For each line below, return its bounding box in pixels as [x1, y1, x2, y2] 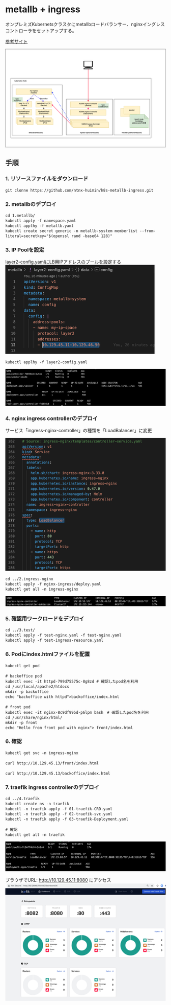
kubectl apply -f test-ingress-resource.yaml [5, 638, 103, 643]
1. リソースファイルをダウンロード [5, 175, 89, 182]
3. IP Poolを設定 [5, 246, 45, 253]
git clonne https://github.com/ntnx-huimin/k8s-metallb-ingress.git [5, 188, 154, 193]
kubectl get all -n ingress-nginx [5, 587, 79, 592]
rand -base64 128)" [71, 233, 113, 239]
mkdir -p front [5, 720, 38, 725]
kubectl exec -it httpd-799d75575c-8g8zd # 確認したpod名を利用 [5, 679, 138, 684]
